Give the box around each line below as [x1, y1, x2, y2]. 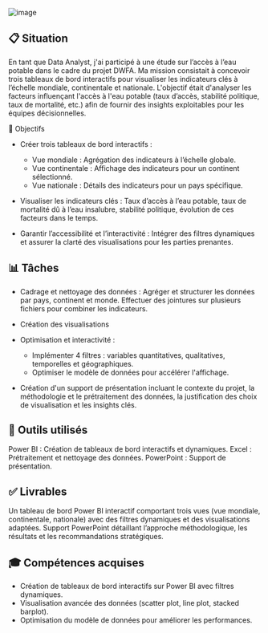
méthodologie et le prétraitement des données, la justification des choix [19, 392, 258, 401]
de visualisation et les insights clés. [19, 400, 137, 409]
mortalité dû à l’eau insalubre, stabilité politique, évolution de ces [19, 205, 234, 214]
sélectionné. [31, 172, 73, 181]
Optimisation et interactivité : [19, 335, 116, 344]
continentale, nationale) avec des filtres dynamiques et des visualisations [8, 514, 250, 525]
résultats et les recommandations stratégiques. [8, 532, 164, 542]
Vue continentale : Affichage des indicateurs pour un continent [31, 163, 240, 172]
